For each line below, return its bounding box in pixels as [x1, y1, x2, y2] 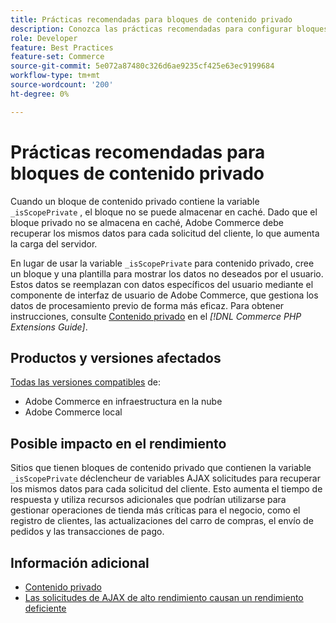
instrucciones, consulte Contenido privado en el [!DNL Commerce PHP [10, 310, 302, 322]
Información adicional [10, 554, 150, 571]
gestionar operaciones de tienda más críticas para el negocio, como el [10, 504, 301, 516]
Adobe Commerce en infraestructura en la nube [24, 396, 223, 408]
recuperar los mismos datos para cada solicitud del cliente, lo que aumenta [10, 227, 320, 239]
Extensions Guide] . [10, 321, 88, 333]
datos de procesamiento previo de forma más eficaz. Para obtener [10, 299, 285, 311]
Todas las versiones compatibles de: [10, 376, 162, 388]
